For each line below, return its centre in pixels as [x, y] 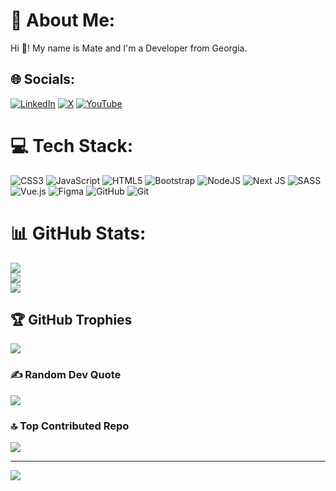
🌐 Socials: [43, 79]
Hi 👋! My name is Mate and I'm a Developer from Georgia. [129, 48]
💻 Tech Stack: [72, 145]
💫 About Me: [63, 20]
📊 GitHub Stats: [78, 233]
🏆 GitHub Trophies [71, 320]
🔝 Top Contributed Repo [70, 426]
